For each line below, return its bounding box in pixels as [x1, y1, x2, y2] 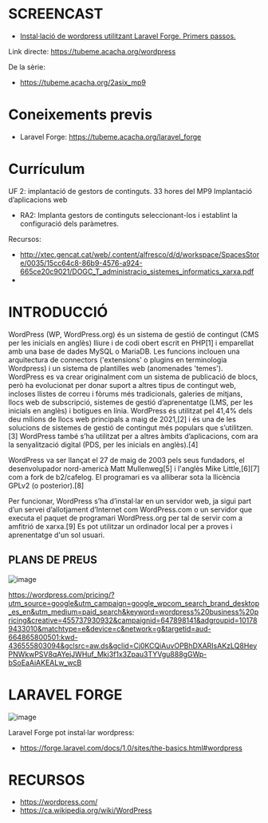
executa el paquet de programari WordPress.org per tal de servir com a [8, 512, 243, 523]
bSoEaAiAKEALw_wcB [8, 658, 82, 667]
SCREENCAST [8, 5, 104, 23]
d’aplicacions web [8, 195, 68, 204]
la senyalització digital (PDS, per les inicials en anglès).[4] [8, 440, 199, 449]
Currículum [8, 160, 85, 178]
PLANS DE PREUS [8, 553, 98, 567]
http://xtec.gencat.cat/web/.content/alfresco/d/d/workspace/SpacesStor [19, 249, 260, 259]
